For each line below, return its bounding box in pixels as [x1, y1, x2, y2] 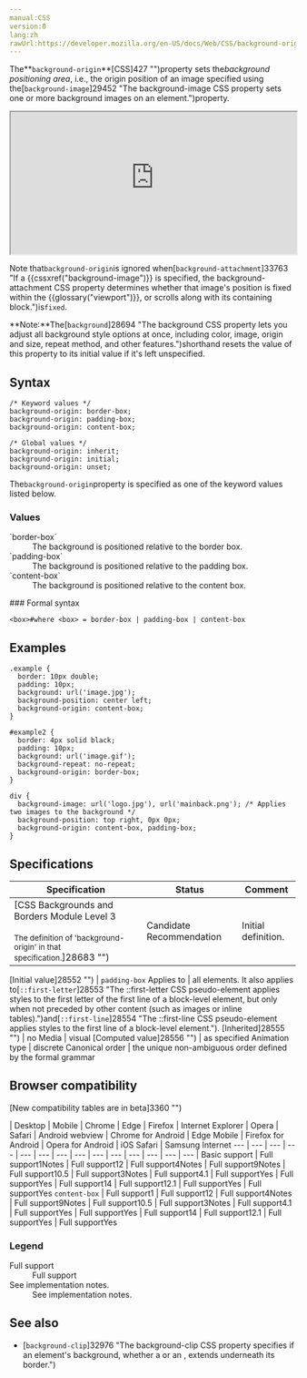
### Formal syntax [9, 597, 80, 608]
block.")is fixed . [9, 301, 68, 312]
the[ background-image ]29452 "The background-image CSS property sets [9, 83, 282, 94]
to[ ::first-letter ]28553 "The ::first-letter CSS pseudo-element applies [9, 984, 280, 995]
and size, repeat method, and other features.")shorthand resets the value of [9, 339, 292, 350]
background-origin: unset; [9, 463, 112, 472]
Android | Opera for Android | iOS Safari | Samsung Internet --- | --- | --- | [9, 1139, 286, 1150]
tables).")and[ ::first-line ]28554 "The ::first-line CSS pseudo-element [9, 1013, 278, 1024]
